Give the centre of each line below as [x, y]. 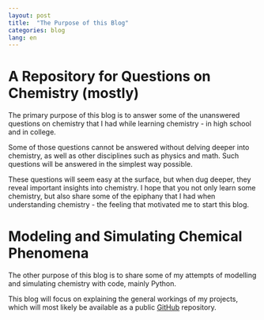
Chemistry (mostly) [74, 94]
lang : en [23, 38]
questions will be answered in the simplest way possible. [101, 164]
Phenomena [49, 253]
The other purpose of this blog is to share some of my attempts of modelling [132, 275]
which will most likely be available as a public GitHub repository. [113, 307]
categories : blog [37, 30]
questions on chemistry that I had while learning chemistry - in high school [130, 124]
